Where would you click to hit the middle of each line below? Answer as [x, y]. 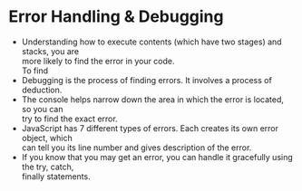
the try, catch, [48, 167]
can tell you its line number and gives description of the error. [136, 148]
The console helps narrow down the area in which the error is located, [153, 99]
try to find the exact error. [70, 119]
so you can [42, 109]
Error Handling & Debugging [116, 17]
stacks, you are [50, 51]
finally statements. [56, 176]
